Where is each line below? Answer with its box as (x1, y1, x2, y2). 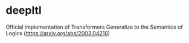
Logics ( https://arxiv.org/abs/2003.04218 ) (5, 29, 110, 36)
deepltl (5, 4, 42, 17)
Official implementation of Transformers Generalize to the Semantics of (5, 23, 184, 30)
